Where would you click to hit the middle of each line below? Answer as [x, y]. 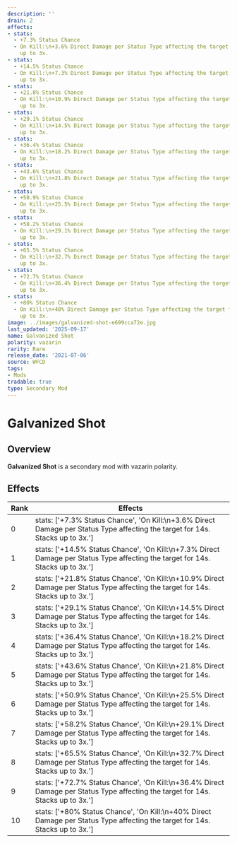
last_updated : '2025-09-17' [49, 329]
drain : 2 [20, 20]
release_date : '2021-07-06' [49, 355]
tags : [15, 369]
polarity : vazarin [34, 342]
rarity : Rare [26, 349]
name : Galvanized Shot [41, 336]
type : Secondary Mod [38, 388]
